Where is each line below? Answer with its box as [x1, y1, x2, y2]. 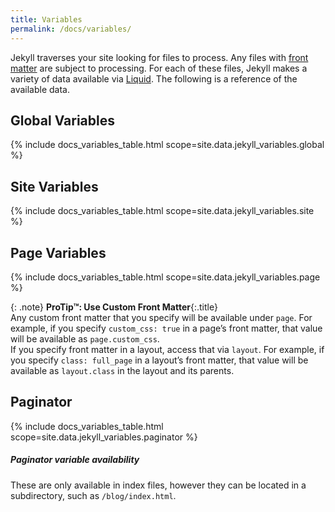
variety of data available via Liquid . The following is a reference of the [10, 72, 298, 85]
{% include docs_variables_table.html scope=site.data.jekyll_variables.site [10, 205, 315, 217]
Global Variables [10, 112, 115, 129]
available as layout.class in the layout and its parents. [10, 364, 235, 376]
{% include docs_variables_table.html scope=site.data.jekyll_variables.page [10, 271, 321, 283]
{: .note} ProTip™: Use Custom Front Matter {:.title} [10, 301, 218, 313]
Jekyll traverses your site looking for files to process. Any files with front [10, 51, 309, 63]
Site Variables [10, 178, 99, 195]
